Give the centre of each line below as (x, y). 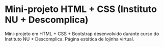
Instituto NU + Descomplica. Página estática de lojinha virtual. (70, 39)
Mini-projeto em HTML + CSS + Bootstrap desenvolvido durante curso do (82, 33)
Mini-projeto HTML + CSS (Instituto (81, 9)
